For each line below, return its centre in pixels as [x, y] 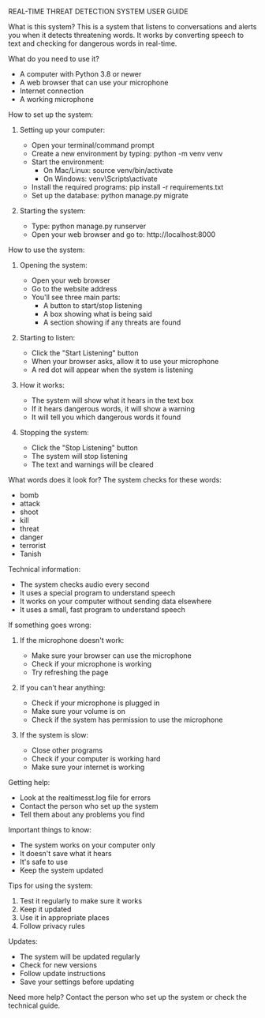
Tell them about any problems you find [82, 814]
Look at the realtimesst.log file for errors [85, 798]
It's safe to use [44, 862]
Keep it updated [45, 909]
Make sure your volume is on [78, 711]
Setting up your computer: [62, 130]
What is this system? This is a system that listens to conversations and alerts [132, 26]
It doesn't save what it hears [65, 853]
